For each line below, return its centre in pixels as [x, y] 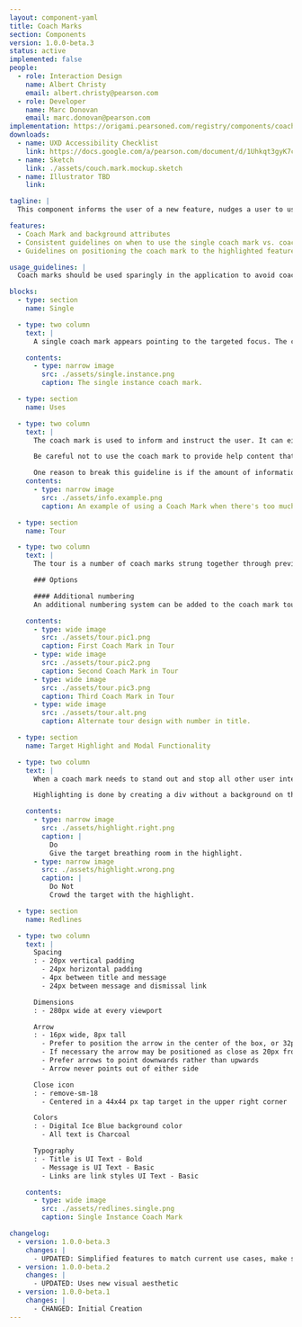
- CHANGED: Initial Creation [88, 1309]
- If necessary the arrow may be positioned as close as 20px [160, 1052]
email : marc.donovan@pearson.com [88, 118]
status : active [38, 51]
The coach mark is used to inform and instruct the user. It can [158, 440]
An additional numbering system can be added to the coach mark [156, 605]
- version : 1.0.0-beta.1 [64, 1292]
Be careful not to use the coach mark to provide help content [154, 457]
